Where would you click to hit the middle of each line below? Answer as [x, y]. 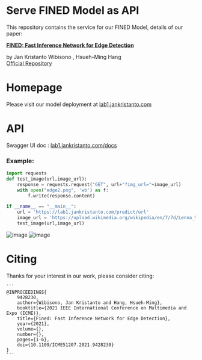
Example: [20, 161]
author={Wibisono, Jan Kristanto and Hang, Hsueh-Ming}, [90, 303]
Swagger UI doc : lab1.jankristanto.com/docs [62, 145]
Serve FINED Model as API [73, 11]
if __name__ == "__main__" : [41, 206]
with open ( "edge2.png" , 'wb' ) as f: [63, 190]
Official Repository [29, 63]
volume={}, [31, 329]
